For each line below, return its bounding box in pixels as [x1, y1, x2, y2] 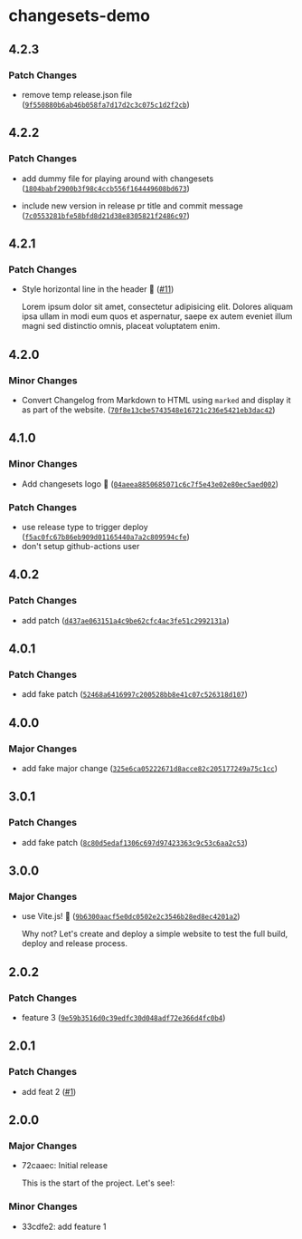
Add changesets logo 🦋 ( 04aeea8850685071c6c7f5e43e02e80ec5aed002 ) [21, 478, 279, 489]
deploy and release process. [21, 938, 128, 949]
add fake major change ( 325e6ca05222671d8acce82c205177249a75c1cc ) [21, 762, 278, 773]
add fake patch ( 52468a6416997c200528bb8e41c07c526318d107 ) [21, 689, 248, 700]
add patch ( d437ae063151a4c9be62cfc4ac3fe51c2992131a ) [21, 615, 230, 625]
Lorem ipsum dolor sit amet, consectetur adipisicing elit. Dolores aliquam [21, 301, 293, 313]
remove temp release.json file [21, 89, 133, 100]
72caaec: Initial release [21, 1160, 109, 1171]
